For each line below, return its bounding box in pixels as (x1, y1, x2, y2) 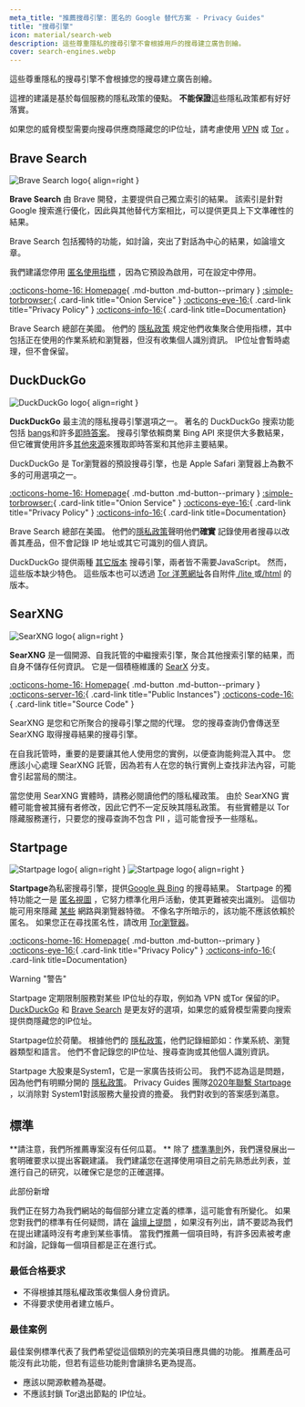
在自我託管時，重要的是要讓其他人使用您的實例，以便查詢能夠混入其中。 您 (9, 748, 291, 759)
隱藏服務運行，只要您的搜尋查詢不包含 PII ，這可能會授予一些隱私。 (9, 812, 263, 823)
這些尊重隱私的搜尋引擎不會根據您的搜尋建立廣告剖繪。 (9, 74, 217, 85)
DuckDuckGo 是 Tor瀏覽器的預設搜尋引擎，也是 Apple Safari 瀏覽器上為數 (9, 458, 287, 469)
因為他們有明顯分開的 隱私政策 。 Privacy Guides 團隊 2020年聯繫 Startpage (9, 1077, 291, 1088)
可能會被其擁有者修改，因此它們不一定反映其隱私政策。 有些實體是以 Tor (16, 802, 290, 812)
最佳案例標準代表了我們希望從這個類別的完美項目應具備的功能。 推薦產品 (9, 1346, 283, 1357)
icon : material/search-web (9, 30, 112, 39)
